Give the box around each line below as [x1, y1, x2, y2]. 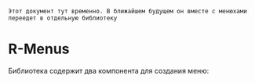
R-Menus [8, 40, 70, 58]
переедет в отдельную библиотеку [8, 14, 118, 22]
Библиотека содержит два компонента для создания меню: [8, 66, 209, 75]
